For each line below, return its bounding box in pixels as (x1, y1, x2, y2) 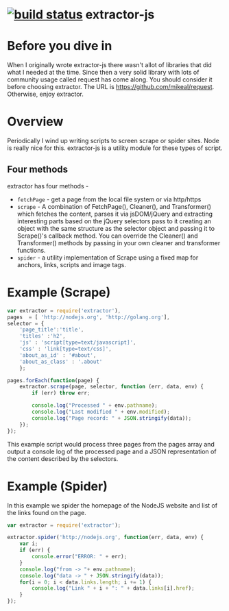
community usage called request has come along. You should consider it (7, 75, 213, 84)
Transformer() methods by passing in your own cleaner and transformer (16, 238, 221, 247)
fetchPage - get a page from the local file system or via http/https (16, 195, 202, 203)
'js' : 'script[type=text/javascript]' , (19, 339, 136, 346)
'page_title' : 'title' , (19, 326, 84, 334)
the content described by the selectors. (7, 454, 119, 462)
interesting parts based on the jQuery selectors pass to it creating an (16, 216, 211, 225)
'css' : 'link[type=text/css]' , (19, 346, 112, 353)
